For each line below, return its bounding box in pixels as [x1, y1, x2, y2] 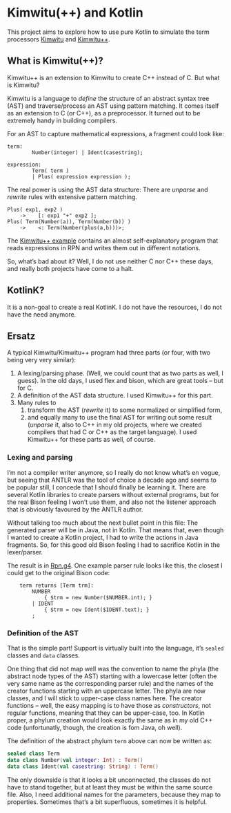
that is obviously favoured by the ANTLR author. [7, 505, 143, 513]
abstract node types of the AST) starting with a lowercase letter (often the [7, 672, 217, 680]
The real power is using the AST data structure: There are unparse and [7, 185, 208, 194]
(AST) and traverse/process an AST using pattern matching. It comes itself [7, 102, 219, 110]
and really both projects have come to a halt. [7, 264, 134, 272]
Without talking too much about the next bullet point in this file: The [7, 518, 199, 527]
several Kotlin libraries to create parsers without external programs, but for [7, 490, 219, 498]
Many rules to [17, 399, 57, 407]
